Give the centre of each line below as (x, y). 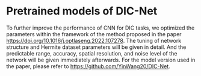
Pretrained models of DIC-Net (82, 11)
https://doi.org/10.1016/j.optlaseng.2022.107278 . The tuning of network (94, 40)
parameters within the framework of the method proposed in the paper (94, 34)
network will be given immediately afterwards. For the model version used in (101, 60)
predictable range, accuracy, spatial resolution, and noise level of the (92, 53)
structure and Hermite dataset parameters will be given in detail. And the (96, 47)
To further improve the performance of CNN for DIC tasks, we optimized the (100, 28)
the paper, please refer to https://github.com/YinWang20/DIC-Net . (88, 66)
